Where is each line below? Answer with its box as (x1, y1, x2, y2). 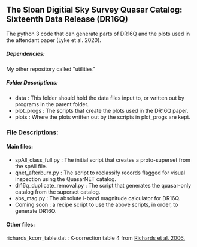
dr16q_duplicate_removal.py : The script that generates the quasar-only (14, 182, 192, 189)
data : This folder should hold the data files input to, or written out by (14, 94, 184, 101)
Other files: (6, 221, 35, 228)
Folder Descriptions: (6, 79, 58, 86)
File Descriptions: (6, 128, 59, 137)
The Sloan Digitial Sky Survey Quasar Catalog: (6, 5, 183, 15)
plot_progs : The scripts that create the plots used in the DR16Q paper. (14, 107, 189, 114)
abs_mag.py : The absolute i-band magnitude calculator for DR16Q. (14, 194, 181, 201)
